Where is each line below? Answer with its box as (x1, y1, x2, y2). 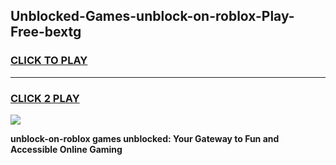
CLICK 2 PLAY (10, 91, 80, 105)
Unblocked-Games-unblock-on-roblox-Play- (10, 8, 295, 25)
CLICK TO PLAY (10, 54, 88, 68)
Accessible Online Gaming (10, 143, 123, 155)
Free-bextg (10, 24, 82, 41)
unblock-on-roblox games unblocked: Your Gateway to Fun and (10, 132, 280, 144)
